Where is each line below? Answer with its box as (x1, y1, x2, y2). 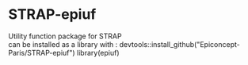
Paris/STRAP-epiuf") (8, 48, 75, 57)
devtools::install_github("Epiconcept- (119, 39, 240, 49)
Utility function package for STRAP (8, 31, 122, 41)
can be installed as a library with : (8, 39, 118, 49)
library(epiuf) (76, 48, 120, 57)
